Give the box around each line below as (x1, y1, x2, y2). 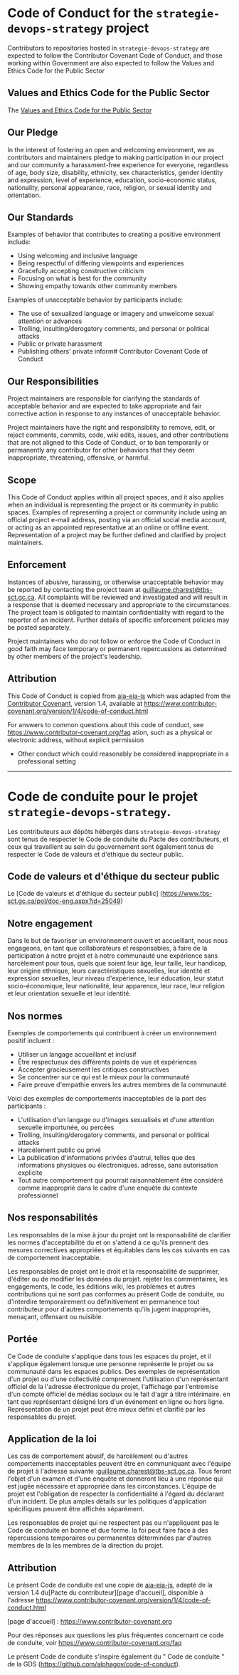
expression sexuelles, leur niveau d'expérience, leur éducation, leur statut (7, 974, 224, 983)
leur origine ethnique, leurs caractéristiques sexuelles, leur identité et (7, 966, 211, 976)
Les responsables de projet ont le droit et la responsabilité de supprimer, (7, 1267, 220, 1275)
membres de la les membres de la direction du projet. (7, 1541, 164, 1550)
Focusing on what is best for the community (17, 274, 147, 282)
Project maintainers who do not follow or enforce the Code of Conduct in (7, 637, 221, 645)
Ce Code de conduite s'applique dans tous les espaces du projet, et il (7, 1352, 211, 1360)
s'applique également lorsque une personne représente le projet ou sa (7, 1359, 213, 1368)
